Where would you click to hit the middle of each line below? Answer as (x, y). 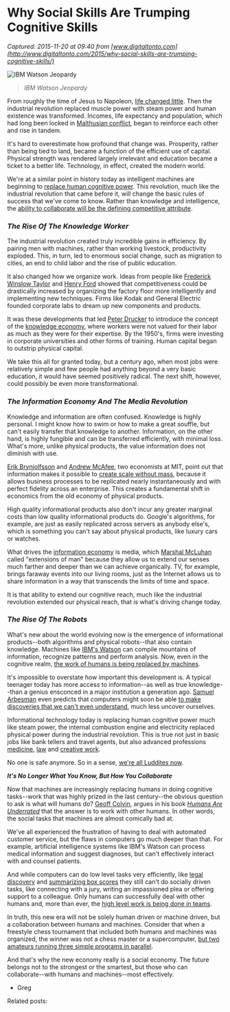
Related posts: (27, 1001)
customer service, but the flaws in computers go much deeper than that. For (115, 839)
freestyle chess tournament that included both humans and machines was (112, 931)
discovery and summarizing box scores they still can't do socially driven (109, 881)
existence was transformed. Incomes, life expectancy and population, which (115, 116)
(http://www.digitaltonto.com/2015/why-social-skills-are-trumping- (102, 54)
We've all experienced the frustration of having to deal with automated (107, 832)
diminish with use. (33, 453)
